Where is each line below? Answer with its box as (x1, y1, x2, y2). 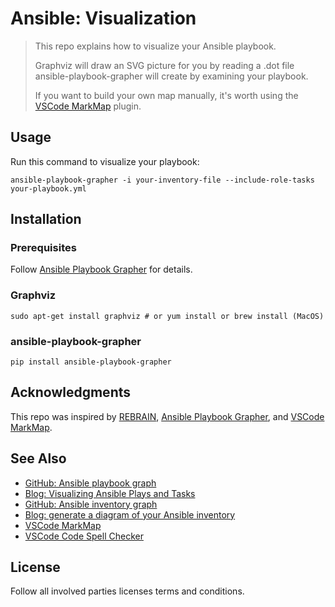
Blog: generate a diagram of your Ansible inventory (24, 508, 236, 521)
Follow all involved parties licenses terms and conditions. (10, 585, 245, 597)
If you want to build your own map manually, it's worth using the (34, 89, 299, 101)
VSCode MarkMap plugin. (34, 100, 142, 112)
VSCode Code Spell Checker (24, 530, 144, 542)
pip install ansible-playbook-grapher (10, 357, 172, 367)
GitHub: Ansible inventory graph (24, 498, 158, 510)
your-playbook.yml (10, 183, 87, 194)
